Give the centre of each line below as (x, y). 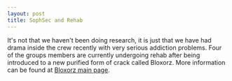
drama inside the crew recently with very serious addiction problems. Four (115, 47)
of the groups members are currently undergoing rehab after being (104, 55)
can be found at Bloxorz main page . (59, 70)
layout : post (26, 14)
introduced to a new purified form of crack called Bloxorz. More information (116, 62)
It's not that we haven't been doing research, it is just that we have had (109, 40)
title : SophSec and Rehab (45, 20)
